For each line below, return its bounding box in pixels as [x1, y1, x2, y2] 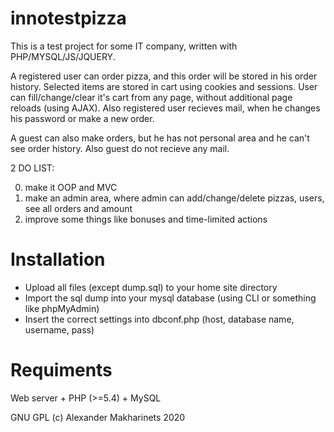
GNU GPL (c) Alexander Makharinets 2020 [10, 411, 186, 423]
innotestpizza [10, 7, 127, 30]
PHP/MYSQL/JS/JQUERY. [10, 50, 116, 62]
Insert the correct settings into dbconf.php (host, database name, [24, 313, 295, 325]
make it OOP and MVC [24, 181, 118, 193]
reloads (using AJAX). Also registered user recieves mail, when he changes [10, 102, 321, 114]
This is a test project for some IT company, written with [10, 40, 238, 52]
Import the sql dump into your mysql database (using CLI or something [24, 292, 317, 304]
